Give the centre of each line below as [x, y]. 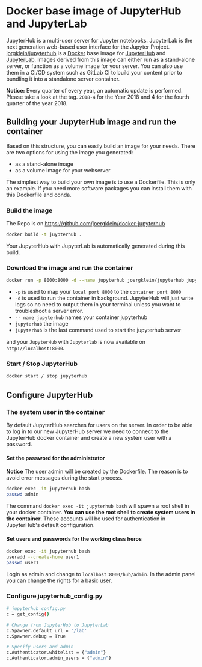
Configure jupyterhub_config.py [55, 596]
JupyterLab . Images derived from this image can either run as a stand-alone [101, 59]
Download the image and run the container [70, 267]
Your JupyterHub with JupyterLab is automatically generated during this [96, 246]
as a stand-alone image [44, 164]
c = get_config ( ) [28, 614]
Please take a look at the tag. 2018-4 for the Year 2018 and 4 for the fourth [98, 97]
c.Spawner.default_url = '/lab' [47, 630]
